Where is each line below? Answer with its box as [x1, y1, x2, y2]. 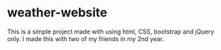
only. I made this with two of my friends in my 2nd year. [7, 34, 165, 42]
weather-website [7, 5, 108, 21]
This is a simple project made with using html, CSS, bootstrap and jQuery [7, 27, 215, 36]
